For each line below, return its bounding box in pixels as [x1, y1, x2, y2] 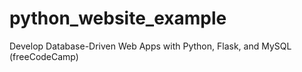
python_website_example [9, 7, 227, 30]
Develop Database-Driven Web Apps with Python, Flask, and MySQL [9, 40, 292, 52]
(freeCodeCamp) [9, 50, 79, 62]
